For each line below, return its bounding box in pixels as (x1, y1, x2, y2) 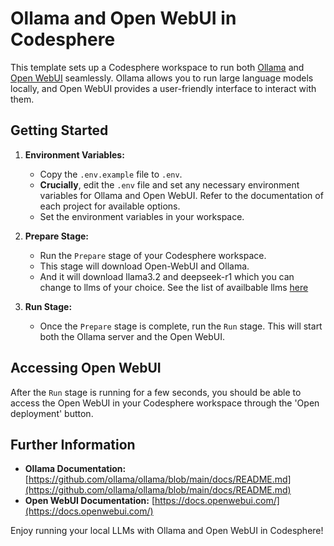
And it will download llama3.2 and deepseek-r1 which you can (39, 270, 295, 282)
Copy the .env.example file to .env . (39, 168, 183, 180)
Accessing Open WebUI (10, 360, 162, 377)
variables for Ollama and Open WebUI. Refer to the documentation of (39, 189, 324, 201)
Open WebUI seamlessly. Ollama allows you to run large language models (10, 72, 314, 84)
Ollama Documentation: (24, 463, 127, 475)
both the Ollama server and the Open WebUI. (39, 330, 226, 342)
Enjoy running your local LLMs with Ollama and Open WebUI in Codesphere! (10, 525, 324, 537)
